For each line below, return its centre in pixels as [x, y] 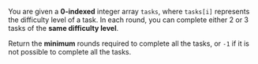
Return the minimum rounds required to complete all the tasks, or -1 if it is [129, 43]
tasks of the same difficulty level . [64, 28]
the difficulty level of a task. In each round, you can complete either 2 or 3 [128, 20]
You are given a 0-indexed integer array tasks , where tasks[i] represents [129, 11]
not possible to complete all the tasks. [70, 52]
